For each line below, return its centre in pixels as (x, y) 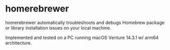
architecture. (19, 42)
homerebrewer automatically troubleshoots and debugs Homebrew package (85, 22)
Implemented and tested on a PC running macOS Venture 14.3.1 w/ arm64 (82, 37)
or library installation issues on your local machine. (58, 27)
